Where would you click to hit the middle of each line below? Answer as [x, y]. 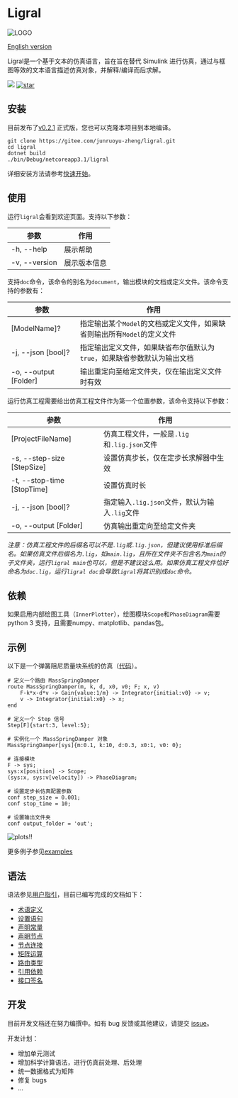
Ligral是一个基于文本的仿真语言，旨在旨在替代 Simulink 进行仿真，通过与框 [116, 61]
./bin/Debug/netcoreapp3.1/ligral [58, 159]
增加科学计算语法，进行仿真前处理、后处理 [80, 1062]
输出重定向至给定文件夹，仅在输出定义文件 [151, 371]
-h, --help [29, 249]
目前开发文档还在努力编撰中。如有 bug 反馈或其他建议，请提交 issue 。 [110, 1023]
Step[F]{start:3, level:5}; [49, 726]
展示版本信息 [86, 262]
